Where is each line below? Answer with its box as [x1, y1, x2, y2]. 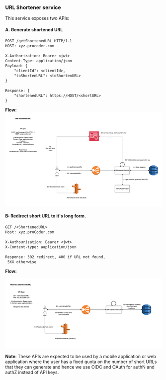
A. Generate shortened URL [5, 26, 63, 32]
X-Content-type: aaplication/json [5, 244, 77, 250]
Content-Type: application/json [5, 58, 72, 63]
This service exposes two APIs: [5, 15, 70, 21]
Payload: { [5, 63, 28, 68]
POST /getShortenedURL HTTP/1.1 [5, 38, 72, 43]
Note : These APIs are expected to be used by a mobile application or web [5, 354, 157, 360]
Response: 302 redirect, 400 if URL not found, [5, 254, 106, 260]
